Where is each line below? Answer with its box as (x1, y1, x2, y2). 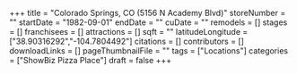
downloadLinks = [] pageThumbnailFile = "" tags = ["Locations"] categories (9, 45, 289, 56)
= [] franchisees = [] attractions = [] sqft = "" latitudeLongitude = (9, 27, 249, 37)
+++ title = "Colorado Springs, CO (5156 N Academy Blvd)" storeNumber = (9, 8, 286, 18)
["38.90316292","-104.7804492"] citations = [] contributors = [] (9, 36, 245, 46)
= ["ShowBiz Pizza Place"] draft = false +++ (9, 55, 172, 65)
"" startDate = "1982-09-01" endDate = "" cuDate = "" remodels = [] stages (9, 17, 288, 28)
